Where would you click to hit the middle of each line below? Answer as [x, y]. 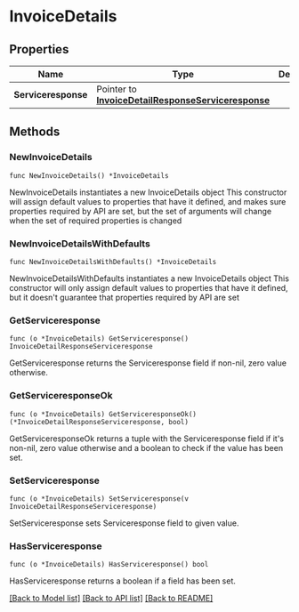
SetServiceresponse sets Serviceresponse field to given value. [124, 523]
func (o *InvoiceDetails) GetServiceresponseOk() [103, 414]
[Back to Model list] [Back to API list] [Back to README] [111, 599]
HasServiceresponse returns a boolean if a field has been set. [122, 581]
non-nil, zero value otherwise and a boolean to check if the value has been [146, 447]
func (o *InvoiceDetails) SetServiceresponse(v [99, 499]
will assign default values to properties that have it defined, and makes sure [148, 201]
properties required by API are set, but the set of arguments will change [141, 211]
